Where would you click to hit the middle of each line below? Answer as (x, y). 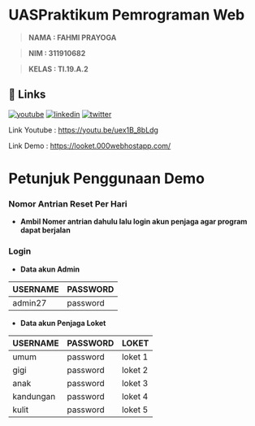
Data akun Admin (50, 269)
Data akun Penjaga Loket (63, 323)
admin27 (30, 302)
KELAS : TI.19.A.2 (58, 69)
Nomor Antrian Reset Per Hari (68, 203)
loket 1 (135, 357)
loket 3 (135, 383)
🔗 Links (27, 95)
